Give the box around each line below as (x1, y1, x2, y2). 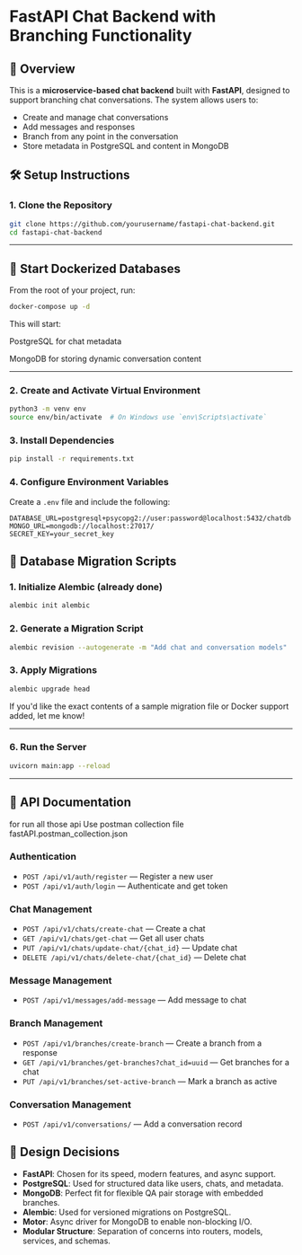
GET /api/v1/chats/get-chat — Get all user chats (22, 932, 205, 944)
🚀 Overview (9, 61, 75, 76)
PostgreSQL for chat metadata (9, 336, 122, 347)
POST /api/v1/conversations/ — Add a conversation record (22, 1118, 243, 1129)
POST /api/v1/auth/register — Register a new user (22, 871, 214, 881)
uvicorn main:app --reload (9, 761, 111, 770)
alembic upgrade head (9, 685, 91, 694)
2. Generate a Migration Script (9, 623, 144, 635)
